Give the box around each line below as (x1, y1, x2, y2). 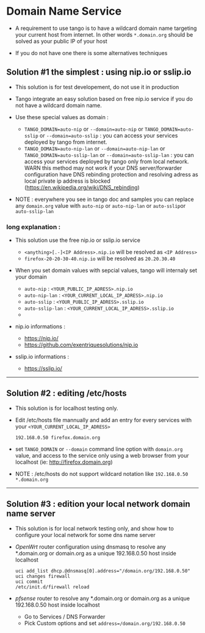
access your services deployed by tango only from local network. (24, 158, 189, 165)
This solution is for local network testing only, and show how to (15, 524, 174, 532)
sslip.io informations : (15, 353, 70, 360)
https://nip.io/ (24, 335, 59, 342)
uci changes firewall (15, 573, 70, 579)
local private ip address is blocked (24, 177, 111, 185)
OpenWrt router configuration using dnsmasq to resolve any (15, 543, 167, 551)
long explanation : (6, 222, 61, 231)
